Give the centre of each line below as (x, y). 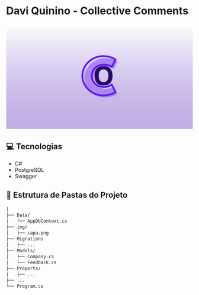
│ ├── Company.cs (30, 257)
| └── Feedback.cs (32, 263)
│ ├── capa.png (28, 233)
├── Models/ (21, 251)
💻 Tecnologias (34, 146)
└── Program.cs (25, 286)
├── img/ (17, 227)
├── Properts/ (24, 269)
